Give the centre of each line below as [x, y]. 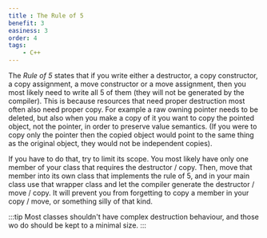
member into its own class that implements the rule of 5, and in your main [129, 176]
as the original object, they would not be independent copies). [111, 143]
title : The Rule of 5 [46, 16]
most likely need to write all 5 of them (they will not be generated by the [127, 92]
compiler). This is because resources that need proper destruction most [127, 101]
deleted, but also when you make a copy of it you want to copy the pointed [131, 118]
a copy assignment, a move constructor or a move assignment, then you [127, 84]
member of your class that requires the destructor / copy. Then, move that [131, 167]
